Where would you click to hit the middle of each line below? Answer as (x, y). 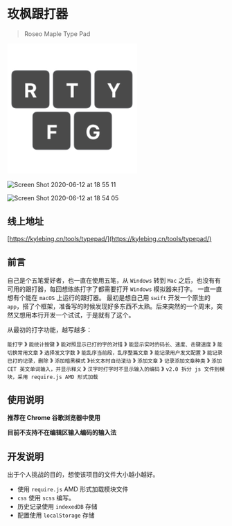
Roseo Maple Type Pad (57, 34)
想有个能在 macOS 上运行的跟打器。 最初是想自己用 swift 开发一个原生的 (109, 297)
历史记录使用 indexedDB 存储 (57, 507)
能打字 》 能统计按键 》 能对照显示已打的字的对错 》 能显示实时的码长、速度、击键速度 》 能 (115, 344)
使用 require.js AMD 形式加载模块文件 (73, 489)
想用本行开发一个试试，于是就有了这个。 (77, 315)
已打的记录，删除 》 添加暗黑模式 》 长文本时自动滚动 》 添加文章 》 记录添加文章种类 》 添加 (115, 360)
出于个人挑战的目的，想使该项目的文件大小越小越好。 (83, 475)
